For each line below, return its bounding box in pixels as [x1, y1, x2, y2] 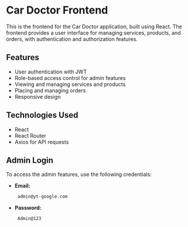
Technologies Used [6, 110, 78, 121]
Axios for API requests [14, 138, 69, 145]
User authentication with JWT [14, 68, 87, 75]
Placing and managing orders [14, 86, 86, 94]
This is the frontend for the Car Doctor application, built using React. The [6, 23, 182, 30]
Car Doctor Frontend [6, 4, 109, 17]
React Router [14, 132, 46, 139]
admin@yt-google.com [17, 193, 68, 200]
